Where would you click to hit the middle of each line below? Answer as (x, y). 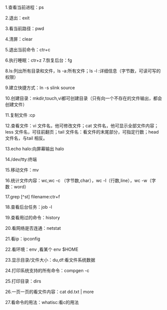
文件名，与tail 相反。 (26, 138)
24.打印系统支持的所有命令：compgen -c (47, 270)
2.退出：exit (17, 18)
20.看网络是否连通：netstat (33, 228)
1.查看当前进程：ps (24, 7)
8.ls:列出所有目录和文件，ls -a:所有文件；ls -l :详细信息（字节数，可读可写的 (83, 71)
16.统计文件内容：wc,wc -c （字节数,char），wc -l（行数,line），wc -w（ (79, 180)
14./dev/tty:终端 (21, 159)
